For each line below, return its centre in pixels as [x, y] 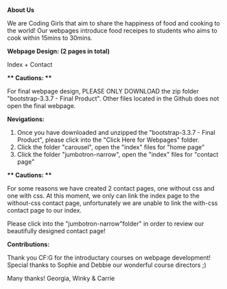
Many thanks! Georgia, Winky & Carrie [61, 278]
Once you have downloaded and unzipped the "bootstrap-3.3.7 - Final [116, 132]
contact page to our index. [45, 210]
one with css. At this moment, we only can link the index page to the [104, 196]
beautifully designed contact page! [57, 231]
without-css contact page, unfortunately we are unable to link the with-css [112, 203]
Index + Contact [30, 64]
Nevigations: [26, 119]
